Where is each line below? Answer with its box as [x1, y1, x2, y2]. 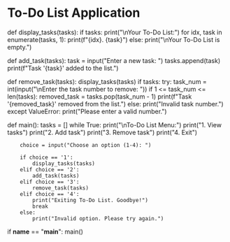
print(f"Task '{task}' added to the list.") [7, 64, 119, 72]
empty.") [7, 43, 32, 51]
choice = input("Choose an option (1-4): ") [20, 141, 152, 148]
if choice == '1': [20, 154, 73, 161]
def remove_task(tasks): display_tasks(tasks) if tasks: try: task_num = [7, 77, 208, 85]
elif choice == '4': [20, 190, 80, 197]
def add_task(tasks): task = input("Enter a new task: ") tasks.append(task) [7, 56, 221, 64]
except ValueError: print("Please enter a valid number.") [7, 107, 167, 115]
